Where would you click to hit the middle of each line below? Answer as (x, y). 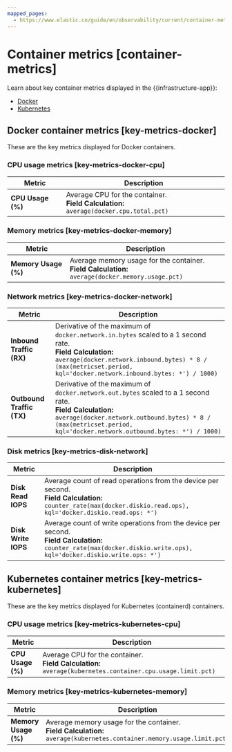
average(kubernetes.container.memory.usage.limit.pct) (138, 738)
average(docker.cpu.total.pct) (117, 211)
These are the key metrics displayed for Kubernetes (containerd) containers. (116, 606)
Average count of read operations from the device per (132, 481)
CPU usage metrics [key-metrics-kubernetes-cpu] (94, 624)
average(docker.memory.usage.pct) (126, 276)
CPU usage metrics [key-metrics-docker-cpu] (86, 165)
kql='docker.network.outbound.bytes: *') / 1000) (138, 432)
